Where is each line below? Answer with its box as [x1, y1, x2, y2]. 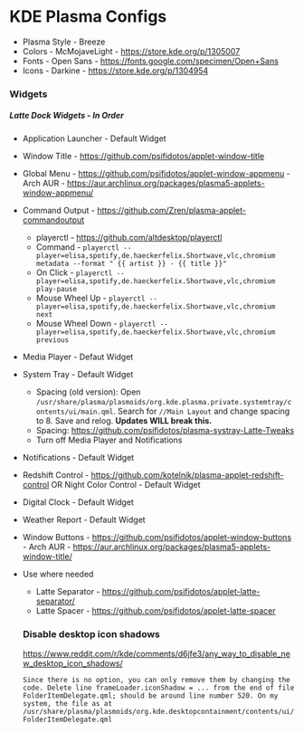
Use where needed [22, 568, 94, 579]
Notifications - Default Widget [22, 452, 135, 462]
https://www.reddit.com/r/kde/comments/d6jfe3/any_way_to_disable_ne [22, 649, 291, 660]
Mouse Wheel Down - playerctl [35, 318, 157, 328]
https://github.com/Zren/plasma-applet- [96, 205, 247, 215]
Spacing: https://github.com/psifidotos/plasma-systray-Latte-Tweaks [35, 424, 295, 435]
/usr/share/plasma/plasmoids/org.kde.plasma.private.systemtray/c [35, 397, 292, 406]
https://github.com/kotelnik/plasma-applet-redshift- [90, 469, 284, 481]
